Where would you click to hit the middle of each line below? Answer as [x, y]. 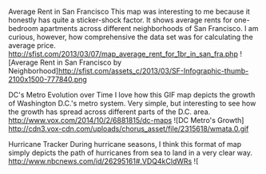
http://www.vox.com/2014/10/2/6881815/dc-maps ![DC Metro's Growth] [126, 120]
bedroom [23, 28]
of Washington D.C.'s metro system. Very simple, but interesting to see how [132, 103]
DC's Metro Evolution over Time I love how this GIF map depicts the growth [132, 95]
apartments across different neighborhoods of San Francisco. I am [149, 28]
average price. [32, 45]
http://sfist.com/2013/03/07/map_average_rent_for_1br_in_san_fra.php [123, 54]
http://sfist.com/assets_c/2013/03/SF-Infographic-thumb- [154, 71]
